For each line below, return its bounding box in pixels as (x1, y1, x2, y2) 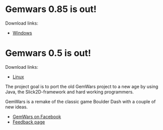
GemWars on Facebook (12, 113, 61, 119)
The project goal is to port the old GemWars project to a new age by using (5, 83, 158, 89)
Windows (12, 30, 32, 36)
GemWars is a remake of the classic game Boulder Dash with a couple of (5, 98, 156, 104)
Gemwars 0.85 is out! (5, 4, 97, 15)
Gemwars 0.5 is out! (5, 48, 92, 59)
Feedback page (12, 119, 45, 125)
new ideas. (5, 104, 28, 110)
